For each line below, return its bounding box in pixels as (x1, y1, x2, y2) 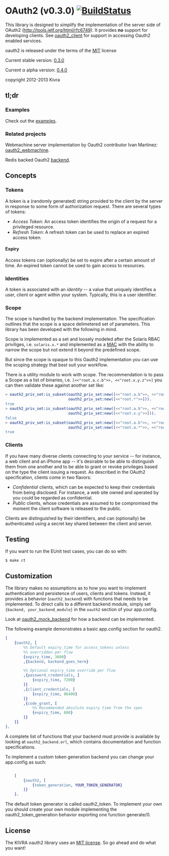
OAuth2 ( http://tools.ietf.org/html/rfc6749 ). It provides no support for (5, 27, 148, 33)
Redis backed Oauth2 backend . (5, 156, 70, 163)
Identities (5, 275, 29, 282)
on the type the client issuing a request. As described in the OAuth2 (5, 469, 146, 475)
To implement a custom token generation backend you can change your (5, 753, 154, 759)
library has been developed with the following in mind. (5, 326, 118, 332)
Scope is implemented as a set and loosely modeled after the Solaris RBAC (5, 336, 160, 342)
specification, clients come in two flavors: (5, 474, 92, 480)
